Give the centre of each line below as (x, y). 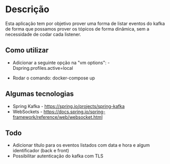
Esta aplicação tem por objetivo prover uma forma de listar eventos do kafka (85, 23)
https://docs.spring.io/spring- (74, 112)
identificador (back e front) (41, 151)
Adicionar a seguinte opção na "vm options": (59, 63)
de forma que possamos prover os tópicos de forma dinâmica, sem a (77, 29)
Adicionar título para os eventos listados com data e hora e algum (81, 145)
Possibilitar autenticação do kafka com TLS (58, 156)
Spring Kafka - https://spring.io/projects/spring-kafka (69, 106)
